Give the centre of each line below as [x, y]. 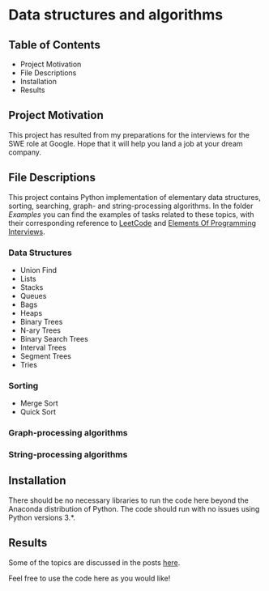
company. [25, 152]
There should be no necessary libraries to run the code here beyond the [128, 500]
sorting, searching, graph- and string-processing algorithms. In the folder [131, 206]
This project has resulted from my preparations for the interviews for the [129, 134]
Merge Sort [39, 403]
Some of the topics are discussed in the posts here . [94, 562]
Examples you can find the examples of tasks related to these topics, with [131, 214]
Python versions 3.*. [42, 517]
